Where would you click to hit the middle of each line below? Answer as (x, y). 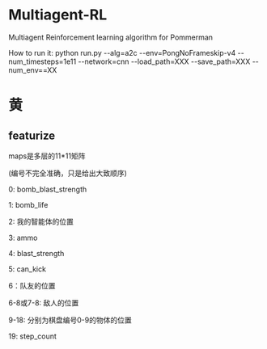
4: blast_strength (36, 253)
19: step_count (32, 336)
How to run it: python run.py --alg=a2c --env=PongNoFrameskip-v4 (122, 53)
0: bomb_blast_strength (48, 189)
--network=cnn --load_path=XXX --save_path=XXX (164, 61)
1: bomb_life (28, 204)
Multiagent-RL (58, 15)
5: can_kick (28, 269)
